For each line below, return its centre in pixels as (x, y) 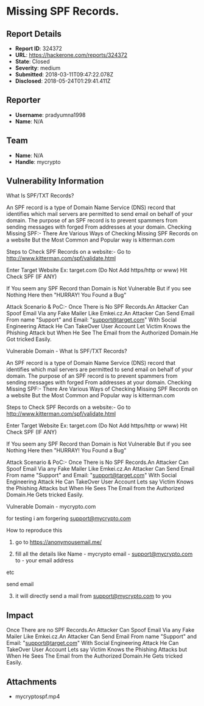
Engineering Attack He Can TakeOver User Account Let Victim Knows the (98, 326)
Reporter (23, 100)
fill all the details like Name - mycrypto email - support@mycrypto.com (104, 554)
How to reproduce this (34, 531)
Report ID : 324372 (39, 48)
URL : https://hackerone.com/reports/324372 (71, 55)
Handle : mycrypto (38, 162)
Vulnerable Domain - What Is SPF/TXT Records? (67, 351)
